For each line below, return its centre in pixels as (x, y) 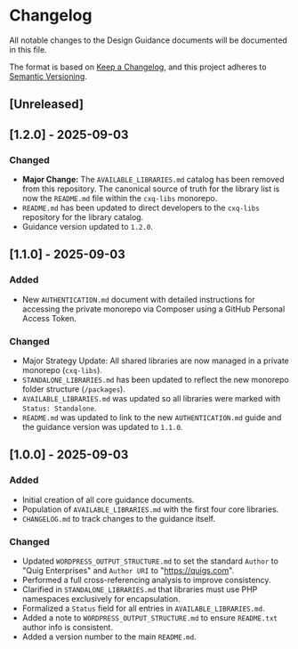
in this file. (28, 49)
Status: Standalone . (59, 408)
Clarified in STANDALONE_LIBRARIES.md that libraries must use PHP (140, 589)
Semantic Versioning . (48, 76)
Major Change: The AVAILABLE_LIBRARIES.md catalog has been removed (153, 180)
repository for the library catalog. (83, 217)
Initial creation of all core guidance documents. (108, 499)
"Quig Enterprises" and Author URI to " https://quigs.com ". (128, 570)
